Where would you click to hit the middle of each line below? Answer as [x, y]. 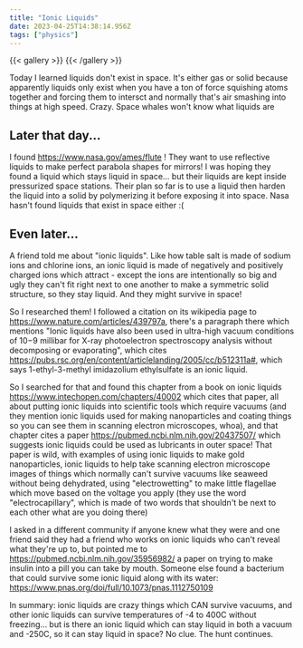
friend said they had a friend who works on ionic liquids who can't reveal [145, 539]
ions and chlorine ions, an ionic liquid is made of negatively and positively [147, 265]
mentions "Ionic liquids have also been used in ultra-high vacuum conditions [152, 331]
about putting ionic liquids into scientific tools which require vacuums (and [148, 406]
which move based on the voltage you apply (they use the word [128, 493]
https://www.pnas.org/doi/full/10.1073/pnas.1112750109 [112, 587]
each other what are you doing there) [79, 512]
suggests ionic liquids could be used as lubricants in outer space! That [141, 445]
